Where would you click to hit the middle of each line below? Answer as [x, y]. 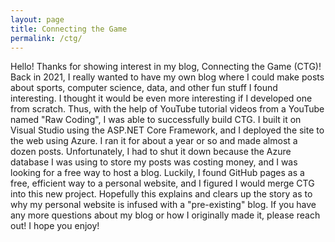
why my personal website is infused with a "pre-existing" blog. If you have [163, 205]
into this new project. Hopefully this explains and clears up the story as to [161, 194]
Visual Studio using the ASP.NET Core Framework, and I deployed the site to [167, 130]
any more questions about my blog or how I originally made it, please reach [165, 215]
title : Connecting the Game [69, 29]
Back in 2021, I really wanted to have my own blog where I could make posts [167, 77]
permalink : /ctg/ [46, 38]
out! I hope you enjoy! [55, 226]
